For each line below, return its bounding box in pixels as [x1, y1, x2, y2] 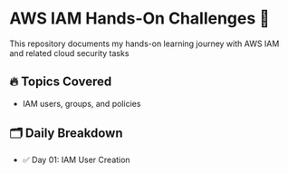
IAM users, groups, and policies [22, 98, 141, 109]
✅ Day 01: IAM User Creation [22, 154, 130, 165]
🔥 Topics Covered [9, 74, 112, 90]
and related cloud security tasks [9, 47, 130, 58]
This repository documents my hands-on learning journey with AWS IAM [9, 38, 280, 49]
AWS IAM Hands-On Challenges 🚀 [9, 8, 270, 29]
